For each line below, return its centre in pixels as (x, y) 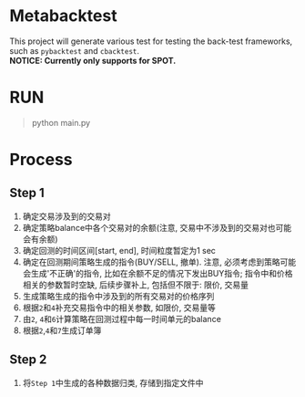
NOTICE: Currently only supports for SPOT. (93, 60)
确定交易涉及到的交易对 (66, 216)
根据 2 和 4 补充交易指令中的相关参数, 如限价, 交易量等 (119, 308)
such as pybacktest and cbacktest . (74, 50)
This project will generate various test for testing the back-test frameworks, (151, 41)
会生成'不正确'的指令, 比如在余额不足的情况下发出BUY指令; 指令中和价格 (158, 273)
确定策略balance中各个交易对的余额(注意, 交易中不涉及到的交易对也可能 (157, 227)
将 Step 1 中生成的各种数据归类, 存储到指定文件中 (113, 382)
